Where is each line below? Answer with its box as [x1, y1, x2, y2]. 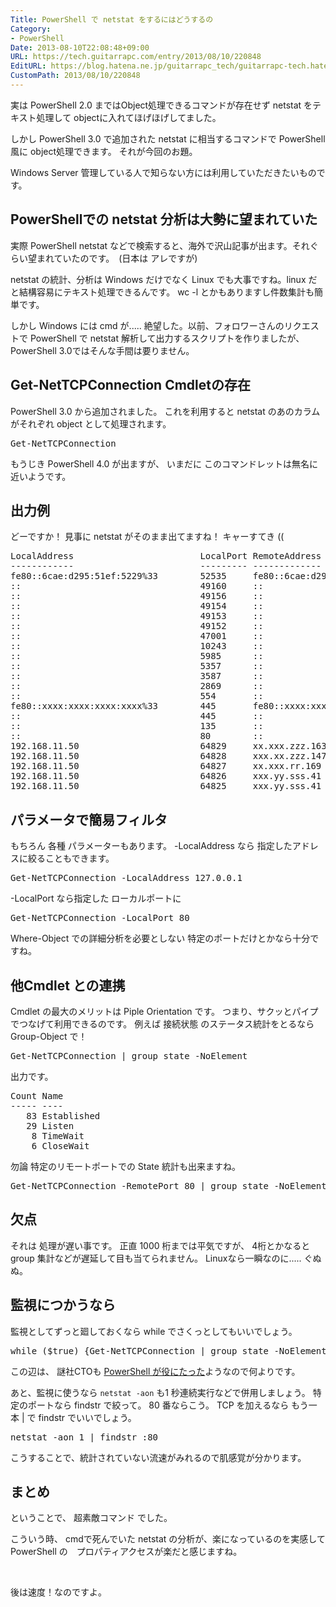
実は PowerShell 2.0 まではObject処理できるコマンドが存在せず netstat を [10, 99, 313, 111]
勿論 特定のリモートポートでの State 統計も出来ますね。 [10, 1160, 241, 1172]
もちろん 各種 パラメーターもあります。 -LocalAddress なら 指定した [10, 840, 293, 852]
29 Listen [26, 1120, 75, 1131]
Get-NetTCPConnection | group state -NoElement [10, 1050, 248, 1061]
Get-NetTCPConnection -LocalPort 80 [10, 912, 190, 924]
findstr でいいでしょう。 [38, 1411, 137, 1423]
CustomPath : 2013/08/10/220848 [10, 71, 141, 81]
